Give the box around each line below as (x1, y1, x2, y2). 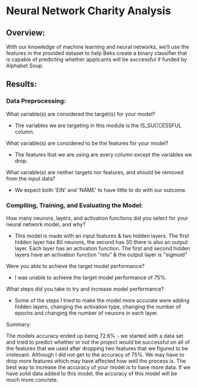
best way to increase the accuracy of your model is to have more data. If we (6, 363, 191, 370)
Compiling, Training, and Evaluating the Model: (6, 201, 143, 209)
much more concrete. (6, 376, 59, 383)
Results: (6, 79, 37, 89)
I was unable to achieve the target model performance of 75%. (14, 273, 167, 281)
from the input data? (6, 175, 55, 182)
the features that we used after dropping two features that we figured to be (6, 344, 189, 352)
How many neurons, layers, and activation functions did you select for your (6, 214, 189, 221)
